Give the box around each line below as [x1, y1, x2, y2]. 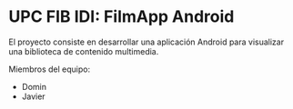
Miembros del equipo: [8, 64, 91, 74]
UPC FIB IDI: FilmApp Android [8, 6, 235, 27]
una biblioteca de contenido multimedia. [8, 45, 159, 56]
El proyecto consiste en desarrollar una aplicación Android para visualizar [8, 36, 284, 47]
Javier [21, 91, 46, 102]
